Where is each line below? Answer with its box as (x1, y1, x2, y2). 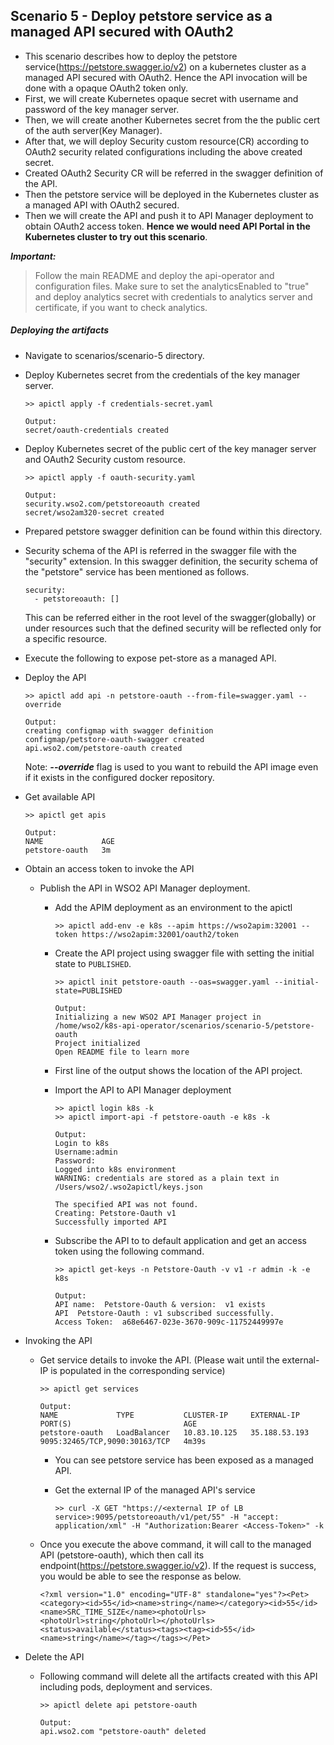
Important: (10, 250, 57, 262)
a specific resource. (24, 632, 108, 644)
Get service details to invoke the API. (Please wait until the (39, 1354, 280, 1366)
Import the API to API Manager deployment (54, 1084, 232, 1096)
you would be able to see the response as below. (39, 1570, 242, 1582)
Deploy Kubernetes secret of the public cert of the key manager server (24, 442, 317, 454)
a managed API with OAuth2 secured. (24, 199, 180, 211)
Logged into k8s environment (54, 1164, 177, 1174)
